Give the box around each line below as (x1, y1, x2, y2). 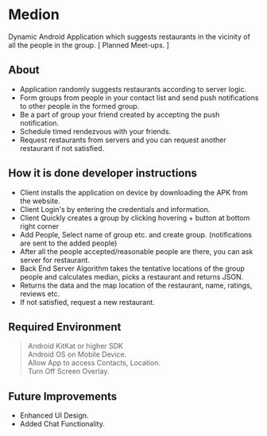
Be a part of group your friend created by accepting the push (19, 110, 220, 119)
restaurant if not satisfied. (19, 143, 105, 152)
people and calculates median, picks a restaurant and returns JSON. (19, 272, 244, 281)
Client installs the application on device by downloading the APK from (19, 187, 249, 197)
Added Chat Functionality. (19, 419, 105, 429)
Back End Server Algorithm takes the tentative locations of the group (19, 264, 245, 273)
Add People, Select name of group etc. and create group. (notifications (19, 230, 253, 239)
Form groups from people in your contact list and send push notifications (19, 93, 259, 102)
